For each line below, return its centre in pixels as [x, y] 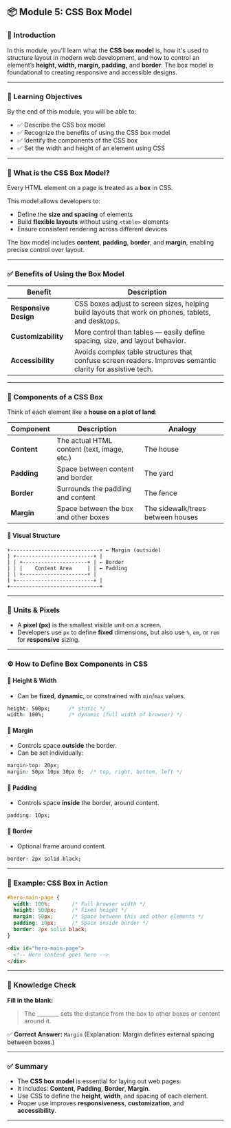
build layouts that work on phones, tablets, [143, 312]
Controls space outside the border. [67, 746]
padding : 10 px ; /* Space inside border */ [81, 923]
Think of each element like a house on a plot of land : [82, 412]
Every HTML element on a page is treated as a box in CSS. [90, 188]
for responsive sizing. [48, 640]
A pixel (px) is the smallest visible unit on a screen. [89, 625]
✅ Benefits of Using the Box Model [66, 274]
